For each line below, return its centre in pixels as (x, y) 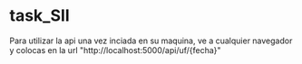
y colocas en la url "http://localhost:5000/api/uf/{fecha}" (115, 50)
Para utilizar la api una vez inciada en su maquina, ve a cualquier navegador (151, 41)
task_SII (39, 16)
